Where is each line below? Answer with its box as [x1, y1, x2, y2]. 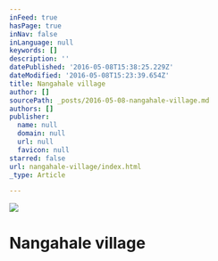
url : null [17, 137, 54, 146]
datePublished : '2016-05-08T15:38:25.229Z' [9, 63, 174, 72]
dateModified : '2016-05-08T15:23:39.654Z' [9, 71, 170, 80]
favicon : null [17, 145, 70, 154]
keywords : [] [9, 46, 58, 55]
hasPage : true [9, 21, 63, 30]
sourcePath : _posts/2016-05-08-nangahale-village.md [9, 95, 210, 105]
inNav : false [9, 29, 58, 38]
